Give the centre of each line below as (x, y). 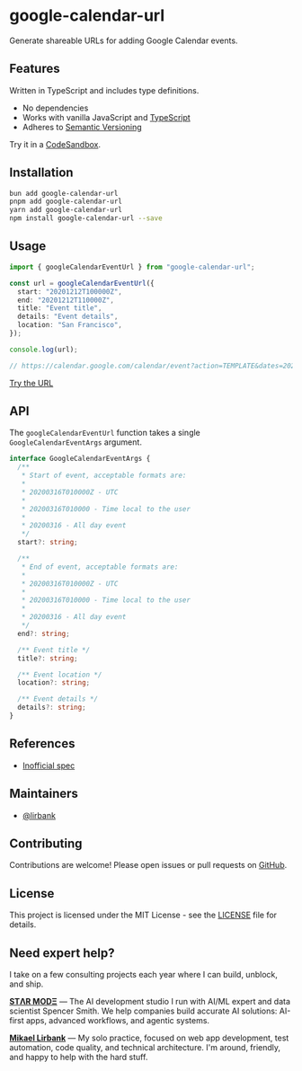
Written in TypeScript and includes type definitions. (104, 90)
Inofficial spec (49, 766)
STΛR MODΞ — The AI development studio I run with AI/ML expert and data (150, 1001)
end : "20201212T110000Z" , (66, 300)
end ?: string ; (44, 633)
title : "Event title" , (60, 308)
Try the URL (31, 383)
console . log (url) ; (44, 350)
